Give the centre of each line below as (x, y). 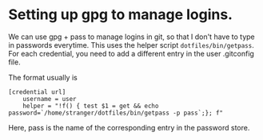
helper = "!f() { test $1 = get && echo (91, 106)
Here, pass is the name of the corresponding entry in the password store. (129, 127)
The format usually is (43, 77)
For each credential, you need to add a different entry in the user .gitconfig (131, 53)
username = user (50, 99)
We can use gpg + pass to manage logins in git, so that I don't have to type (132, 37)
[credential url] (37, 92)
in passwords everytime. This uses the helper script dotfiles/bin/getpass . (131, 45)
